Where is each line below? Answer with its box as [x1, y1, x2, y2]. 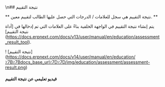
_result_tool [5, 39, 29, 45]
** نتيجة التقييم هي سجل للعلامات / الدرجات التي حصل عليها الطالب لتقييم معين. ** [5, 14, 158, 19]
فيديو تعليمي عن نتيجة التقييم [5, 76, 57, 82]
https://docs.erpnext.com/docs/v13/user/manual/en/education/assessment [6, 34, 160, 40]
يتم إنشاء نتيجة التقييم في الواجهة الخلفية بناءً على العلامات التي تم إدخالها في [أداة [5, 23, 155, 29]
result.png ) [5, 64, 28, 70]
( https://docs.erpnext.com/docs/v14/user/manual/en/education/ [5, 54, 136, 60]
